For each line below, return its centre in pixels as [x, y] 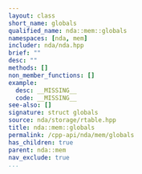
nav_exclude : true [39, 157]
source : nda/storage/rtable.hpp [62, 120]
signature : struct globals [53, 113]
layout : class [32, 16]
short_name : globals [43, 23]
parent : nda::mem [37, 150]
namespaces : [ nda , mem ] [48, 38]
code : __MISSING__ [47, 98]
